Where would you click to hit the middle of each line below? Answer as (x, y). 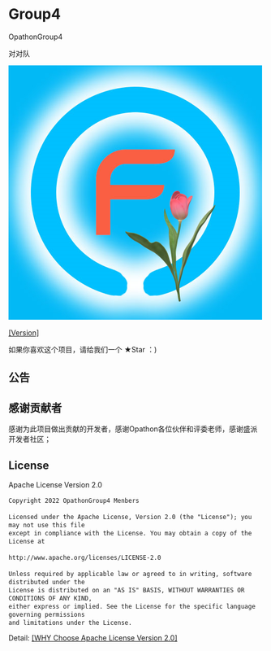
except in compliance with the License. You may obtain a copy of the (130, 533)
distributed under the (47, 582)
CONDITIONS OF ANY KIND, (50, 598)
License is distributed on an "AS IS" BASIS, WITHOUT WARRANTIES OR (127, 590)
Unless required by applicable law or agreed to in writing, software (130, 574)
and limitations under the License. (70, 623)
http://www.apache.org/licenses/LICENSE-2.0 (85, 557)
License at (27, 541)
